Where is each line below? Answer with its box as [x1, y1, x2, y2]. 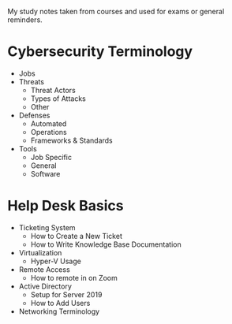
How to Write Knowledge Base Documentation [30, 240, 182, 249]
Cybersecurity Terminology [7, 43, 193, 61]
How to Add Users [30, 298, 91, 307]
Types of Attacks [30, 94, 86, 103]
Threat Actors [30, 85, 76, 95]
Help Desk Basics [7, 197, 124, 215]
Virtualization [18, 248, 62, 257]
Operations [30, 127, 68, 136]
